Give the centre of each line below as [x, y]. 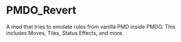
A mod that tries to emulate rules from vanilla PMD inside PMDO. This [91, 27]
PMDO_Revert [41, 10]
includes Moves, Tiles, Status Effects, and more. [65, 33]
